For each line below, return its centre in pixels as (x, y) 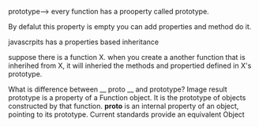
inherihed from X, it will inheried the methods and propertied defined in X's (130, 65)
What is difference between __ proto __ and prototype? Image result (118, 89)
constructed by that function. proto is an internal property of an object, (124, 106)
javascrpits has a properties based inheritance (84, 42)
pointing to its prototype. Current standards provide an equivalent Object (126, 114)
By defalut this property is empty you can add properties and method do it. (130, 26)
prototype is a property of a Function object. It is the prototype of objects (127, 97)
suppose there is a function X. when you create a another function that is (127, 57)
